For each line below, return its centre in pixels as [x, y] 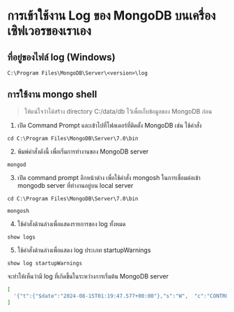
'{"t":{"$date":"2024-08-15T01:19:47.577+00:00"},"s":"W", [101, 296]
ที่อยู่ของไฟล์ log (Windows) [62, 57]
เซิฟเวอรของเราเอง [49, 31]
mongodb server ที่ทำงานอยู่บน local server [75, 185]
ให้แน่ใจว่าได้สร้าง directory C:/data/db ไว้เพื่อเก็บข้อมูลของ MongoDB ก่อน [118, 111]
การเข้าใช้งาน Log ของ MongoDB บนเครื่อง [111, 16]
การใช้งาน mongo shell [52, 95]
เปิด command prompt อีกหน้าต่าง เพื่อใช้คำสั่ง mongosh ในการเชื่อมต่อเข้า [109, 177]
